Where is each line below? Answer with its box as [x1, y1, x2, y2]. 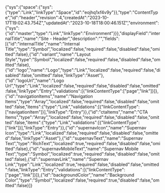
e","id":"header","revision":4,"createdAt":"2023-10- [5, 15, 109, 20]
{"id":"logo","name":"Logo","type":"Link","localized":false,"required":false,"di [5, 67, 161, 73]
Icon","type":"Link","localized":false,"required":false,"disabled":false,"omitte [5, 130, 159, 136]
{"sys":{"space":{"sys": [5, 4, 53, 10]
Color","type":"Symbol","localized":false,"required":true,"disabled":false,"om [5, 177, 160, 183]
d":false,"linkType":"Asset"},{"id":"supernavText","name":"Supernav [5, 135, 143, 141]
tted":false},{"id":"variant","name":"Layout [5, 51, 91, 57]
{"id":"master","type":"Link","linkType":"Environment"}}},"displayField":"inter [5, 31, 161, 36]
